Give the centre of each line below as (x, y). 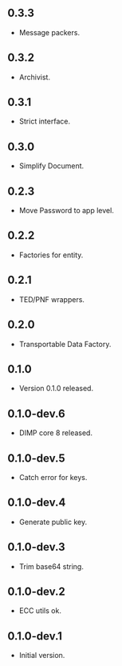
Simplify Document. (51, 166)
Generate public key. (53, 522)
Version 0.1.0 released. (56, 389)
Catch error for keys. (53, 477)
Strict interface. (45, 121)
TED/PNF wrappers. (52, 299)
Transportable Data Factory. (65, 344)
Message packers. (49, 32)
